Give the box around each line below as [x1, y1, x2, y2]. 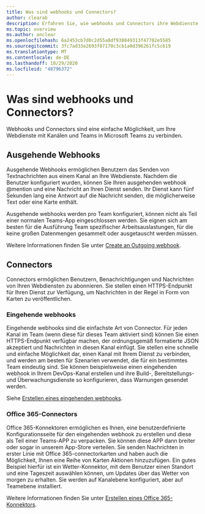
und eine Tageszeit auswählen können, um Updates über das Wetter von [6, 469, 190, 477]
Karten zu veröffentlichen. [6, 295, 72, 302]
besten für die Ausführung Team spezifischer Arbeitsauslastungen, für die [6, 223, 194, 231]
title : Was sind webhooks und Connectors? [6, 9, 116, 15]
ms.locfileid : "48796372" [6, 65, 72, 72]
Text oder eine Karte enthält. [6, 198, 78, 206]
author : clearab [6, 15, 48, 21]
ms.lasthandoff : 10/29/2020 [6, 60, 78, 66]
